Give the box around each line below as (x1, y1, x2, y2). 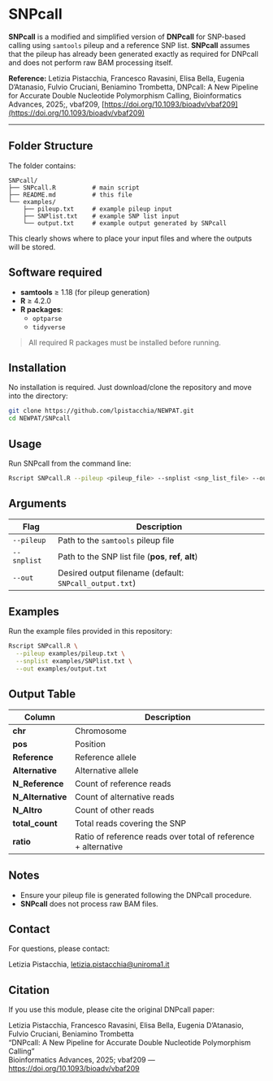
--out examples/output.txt (15, 665, 107, 673)
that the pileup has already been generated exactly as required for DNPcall (8, 49, 258, 59)
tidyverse (32, 323, 67, 332)
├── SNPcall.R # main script (8, 184, 140, 192)
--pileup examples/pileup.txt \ (15, 649, 126, 658)
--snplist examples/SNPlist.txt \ (15, 658, 132, 666)
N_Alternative (12, 791, 67, 802)
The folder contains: (8, 160, 76, 171)
